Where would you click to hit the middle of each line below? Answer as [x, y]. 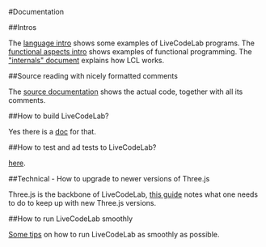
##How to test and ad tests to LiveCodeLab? [82, 147]
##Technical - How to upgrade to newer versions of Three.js [109, 179]
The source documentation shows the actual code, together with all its [126, 92]
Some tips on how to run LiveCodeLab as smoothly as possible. [114, 234]
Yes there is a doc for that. [53, 132]
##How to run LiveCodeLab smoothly [71, 219]
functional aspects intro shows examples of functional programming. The [130, 51]
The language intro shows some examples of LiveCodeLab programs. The [131, 43]
